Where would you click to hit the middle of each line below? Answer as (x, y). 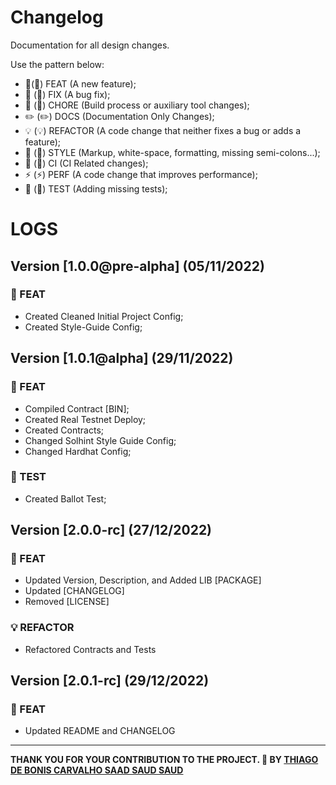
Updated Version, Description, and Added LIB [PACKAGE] (143, 580)
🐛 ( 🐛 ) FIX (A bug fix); (67, 94)
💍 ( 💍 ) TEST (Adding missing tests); (96, 188)
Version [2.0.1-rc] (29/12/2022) (110, 681)
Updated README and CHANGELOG (100, 731)
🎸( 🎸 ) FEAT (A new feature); (80, 83)
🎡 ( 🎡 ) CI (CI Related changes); (86, 163)
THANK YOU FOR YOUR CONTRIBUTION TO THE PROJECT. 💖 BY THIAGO (164, 760)
